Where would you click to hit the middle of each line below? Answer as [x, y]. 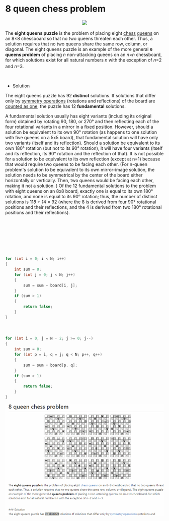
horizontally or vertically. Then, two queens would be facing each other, [80, 180]
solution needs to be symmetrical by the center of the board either [74, 175]
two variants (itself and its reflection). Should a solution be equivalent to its [82, 143]
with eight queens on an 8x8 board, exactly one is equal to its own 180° [79, 191]
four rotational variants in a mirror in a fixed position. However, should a [79, 127]
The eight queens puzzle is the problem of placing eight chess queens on [82, 33]
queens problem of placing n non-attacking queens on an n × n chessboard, [83, 54]
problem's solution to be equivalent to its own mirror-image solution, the [80, 169]
